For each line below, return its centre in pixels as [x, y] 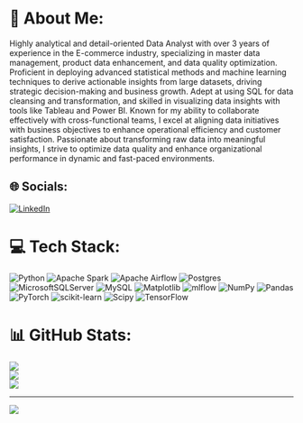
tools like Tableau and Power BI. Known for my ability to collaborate [134, 110]
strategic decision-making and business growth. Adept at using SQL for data [151, 91]
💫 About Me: [57, 18]
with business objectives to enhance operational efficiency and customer [145, 129]
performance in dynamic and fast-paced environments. [112, 158]
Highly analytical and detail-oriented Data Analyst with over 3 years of [140, 43]
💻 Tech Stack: [65, 246]
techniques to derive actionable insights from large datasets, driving [136, 81]
